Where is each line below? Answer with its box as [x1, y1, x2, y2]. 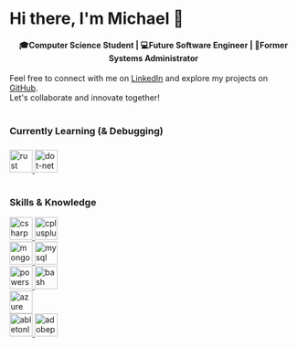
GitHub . [9, 82, 38, 94]
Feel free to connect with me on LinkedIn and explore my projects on [9, 73, 268, 84]
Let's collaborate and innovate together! [9, 92, 160, 103]
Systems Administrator [108, 52, 199, 63]
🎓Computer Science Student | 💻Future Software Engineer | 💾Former [18, 39, 289, 50]
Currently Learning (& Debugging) [9, 124, 164, 137]
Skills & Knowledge [9, 195, 97, 208]
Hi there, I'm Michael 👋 [9, 8, 185, 29]
